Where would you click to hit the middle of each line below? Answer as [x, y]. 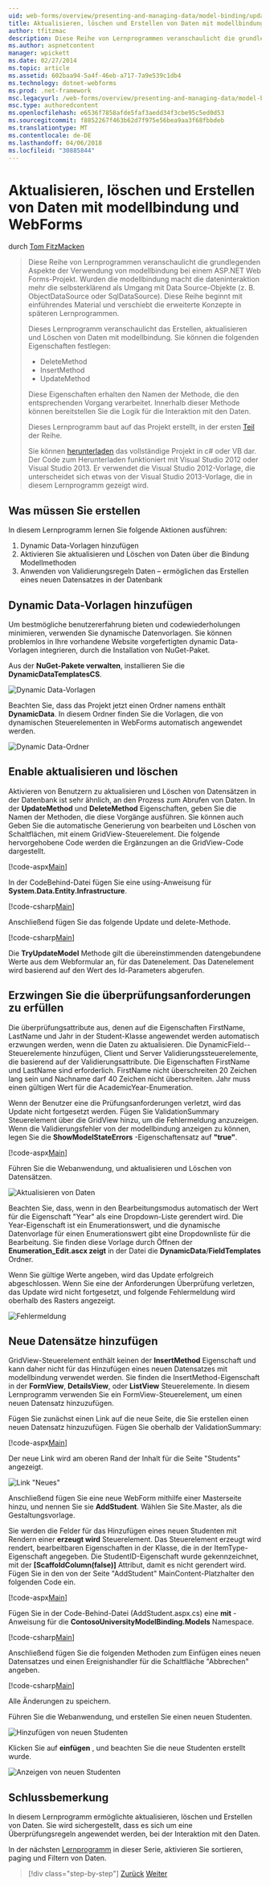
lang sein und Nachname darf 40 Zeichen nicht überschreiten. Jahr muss [129, 1079]
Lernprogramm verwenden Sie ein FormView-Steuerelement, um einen [125, 1395]
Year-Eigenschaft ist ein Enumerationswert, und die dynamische [115, 1225]
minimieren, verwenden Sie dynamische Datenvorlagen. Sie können [120, 633]
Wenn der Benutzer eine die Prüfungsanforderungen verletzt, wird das [125, 1103]
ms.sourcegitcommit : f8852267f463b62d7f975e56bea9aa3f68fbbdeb [117, 121]
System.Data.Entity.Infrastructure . [67, 890]
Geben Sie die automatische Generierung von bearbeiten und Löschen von [132, 825]
